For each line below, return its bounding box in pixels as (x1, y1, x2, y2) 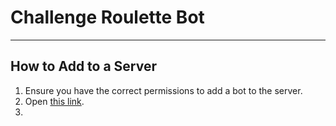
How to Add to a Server (10, 58, 158, 75)
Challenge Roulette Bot (10, 6, 205, 29)
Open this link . (24, 95, 85, 107)
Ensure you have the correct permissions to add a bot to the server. (24, 84, 303, 96)
